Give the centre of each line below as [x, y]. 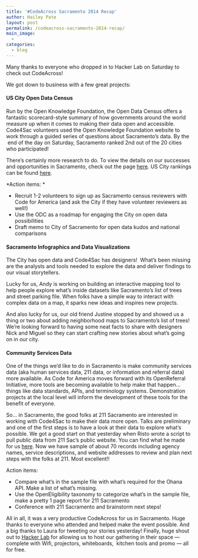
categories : [21, 45]
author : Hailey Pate [32, 17]
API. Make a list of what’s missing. [56, 488]
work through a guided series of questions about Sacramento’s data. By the [98, 136]
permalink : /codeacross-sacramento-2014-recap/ [66, 28]
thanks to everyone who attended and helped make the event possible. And [98, 525]
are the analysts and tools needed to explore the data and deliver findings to [99, 266]
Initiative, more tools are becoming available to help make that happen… [93, 385]
